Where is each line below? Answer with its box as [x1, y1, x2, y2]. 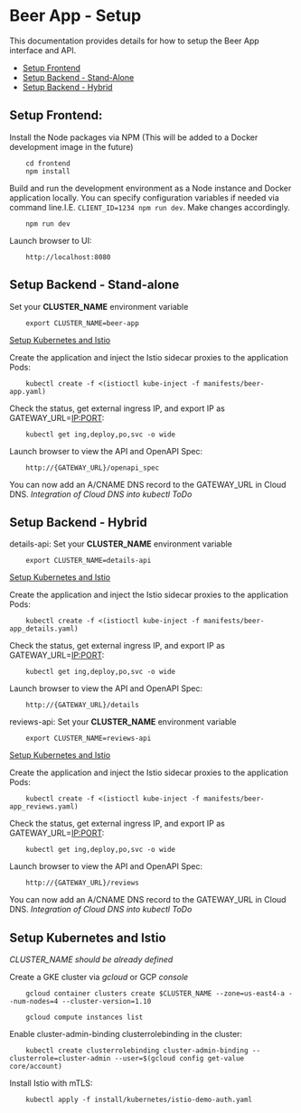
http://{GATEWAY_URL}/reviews [25, 878, 140, 888]
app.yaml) [9, 387, 47, 396]
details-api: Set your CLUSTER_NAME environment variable [9, 538, 233, 549]
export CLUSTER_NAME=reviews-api [25, 734, 152, 744]
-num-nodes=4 [9, 997, 59, 1006]
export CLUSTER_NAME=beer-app [25, 318, 140, 328]
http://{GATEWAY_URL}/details [25, 701, 140, 710]
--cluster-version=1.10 [61, 997, 152, 1006]
